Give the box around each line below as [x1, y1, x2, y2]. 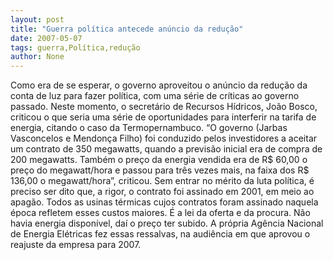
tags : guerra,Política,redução [10, 42, 141, 53]
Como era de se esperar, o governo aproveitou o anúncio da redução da [10, 79, 308, 91]
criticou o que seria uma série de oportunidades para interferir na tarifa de [10, 111, 317, 123]
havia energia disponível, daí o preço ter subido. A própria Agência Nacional [10, 217, 324, 230]
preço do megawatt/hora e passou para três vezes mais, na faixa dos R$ [10, 164, 310, 176]
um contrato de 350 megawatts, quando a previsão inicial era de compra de [10, 143, 323, 155]
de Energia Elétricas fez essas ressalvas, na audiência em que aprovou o [10, 228, 311, 240]
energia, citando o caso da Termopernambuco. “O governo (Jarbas [10, 122, 288, 134]
